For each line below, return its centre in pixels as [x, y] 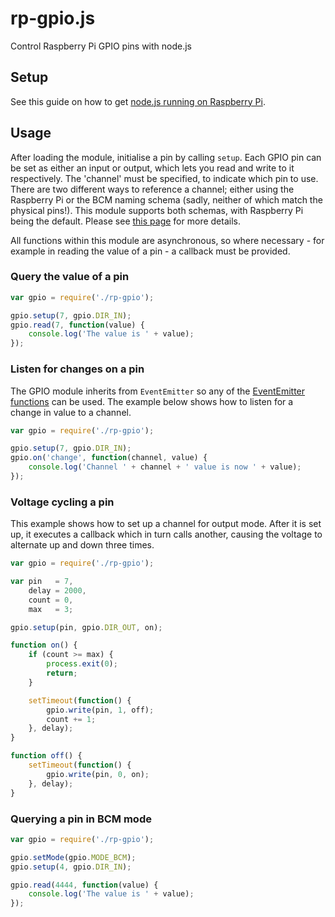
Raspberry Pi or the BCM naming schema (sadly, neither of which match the [166, 199]
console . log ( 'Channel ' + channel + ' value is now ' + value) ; [165, 467]
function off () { [46, 756]
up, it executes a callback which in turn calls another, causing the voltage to [166, 534]
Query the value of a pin [70, 277]
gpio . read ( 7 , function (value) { [77, 325]
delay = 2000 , [57, 590]
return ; [62, 673]
